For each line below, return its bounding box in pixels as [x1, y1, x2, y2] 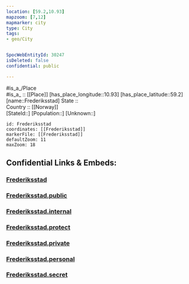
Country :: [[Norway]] [6, 103, 58, 110]
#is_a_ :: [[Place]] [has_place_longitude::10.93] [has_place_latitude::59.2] [6, 91, 183, 98]
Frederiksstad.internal [6, 207, 72, 215]
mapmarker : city [6, 20, 46, 25]
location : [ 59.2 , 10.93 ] [6, 8, 65, 15]
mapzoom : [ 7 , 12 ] [6, 14, 46, 20]
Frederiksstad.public [6, 191, 67, 199]
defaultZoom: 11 [6, 137, 46, 143]
